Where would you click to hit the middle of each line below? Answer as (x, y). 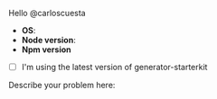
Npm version (46, 49)
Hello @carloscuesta (47, 13)
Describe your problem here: (62, 85)
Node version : (48, 40)
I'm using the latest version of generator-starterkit (114, 67)
